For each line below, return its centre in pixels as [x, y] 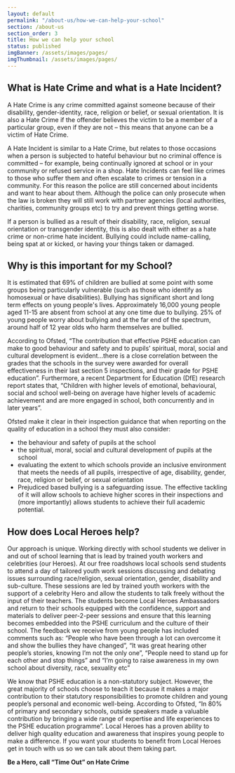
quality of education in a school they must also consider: [89, 429]
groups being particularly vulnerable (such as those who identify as [105, 290]
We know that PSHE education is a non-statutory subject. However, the [110, 682]
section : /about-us [36, 27]
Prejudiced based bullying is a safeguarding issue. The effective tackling [122, 488]
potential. [31, 510]
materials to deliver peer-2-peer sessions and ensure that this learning [109, 616]
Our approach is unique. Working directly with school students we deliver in [117, 549]
